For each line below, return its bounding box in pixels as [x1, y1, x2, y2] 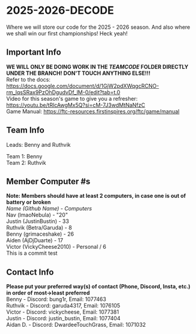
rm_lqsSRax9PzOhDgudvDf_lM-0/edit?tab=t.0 [6, 88, 120, 96]
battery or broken [6, 198, 51, 206]
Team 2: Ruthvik [6, 159, 46, 166]
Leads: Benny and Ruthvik [6, 141, 71, 148]
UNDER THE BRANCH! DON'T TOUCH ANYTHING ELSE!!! [6, 70, 151, 77]
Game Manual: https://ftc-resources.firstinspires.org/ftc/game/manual [6, 107, 180, 115]
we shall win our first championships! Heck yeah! [6, 29, 128, 37]
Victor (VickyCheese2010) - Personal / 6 [6, 243, 106, 251]
